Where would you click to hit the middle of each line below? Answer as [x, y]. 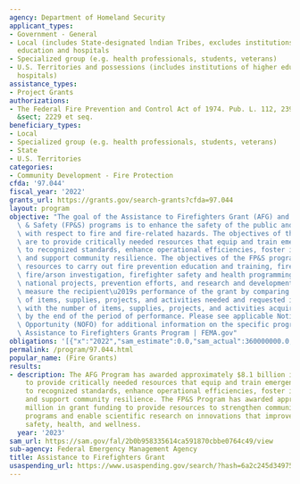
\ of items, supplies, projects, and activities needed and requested [151, 300]
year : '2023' [42, 433]
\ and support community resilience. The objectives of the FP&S [142, 259]
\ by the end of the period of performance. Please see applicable [146, 317]
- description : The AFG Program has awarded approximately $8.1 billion [147, 375]
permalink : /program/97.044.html [71, 349]
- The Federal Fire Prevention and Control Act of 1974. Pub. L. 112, [143, 109]
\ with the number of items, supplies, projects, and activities [142, 308]
